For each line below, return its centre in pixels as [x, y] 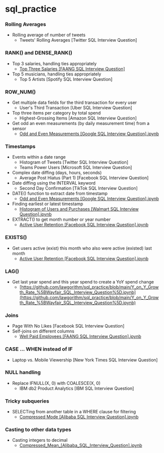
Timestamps [20, 146]
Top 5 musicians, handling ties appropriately [57, 74]
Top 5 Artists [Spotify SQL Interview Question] [66, 79]
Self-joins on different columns [43, 331]
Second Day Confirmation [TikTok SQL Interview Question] [79, 188]
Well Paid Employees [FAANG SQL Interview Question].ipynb [80, 336]
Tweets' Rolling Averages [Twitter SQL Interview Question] [78, 40]
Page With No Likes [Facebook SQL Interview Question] [68, 326]
